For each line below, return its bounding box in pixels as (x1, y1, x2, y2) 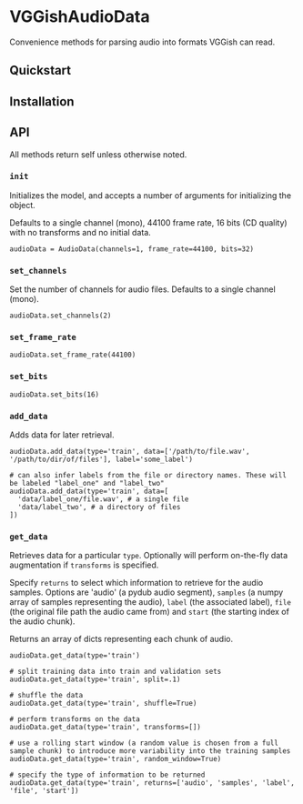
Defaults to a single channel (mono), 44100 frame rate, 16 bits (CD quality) (9, 216, 288, 228)
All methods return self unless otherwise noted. (9, 148, 187, 160)
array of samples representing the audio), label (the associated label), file (9, 597, 291, 608)
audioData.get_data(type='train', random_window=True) (9, 755, 222, 764)
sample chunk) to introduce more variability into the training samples (9, 747, 291, 756)
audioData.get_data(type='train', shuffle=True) (9, 698, 197, 709)
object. (9, 199, 36, 210)
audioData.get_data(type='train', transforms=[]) (9, 723, 202, 732)
